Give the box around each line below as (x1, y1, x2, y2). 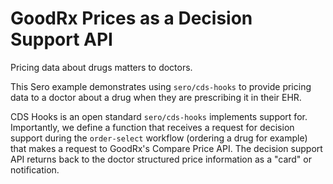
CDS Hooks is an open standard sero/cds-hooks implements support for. (10, 110, 308, 122)
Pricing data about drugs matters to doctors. (10, 61, 193, 73)
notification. (10, 163, 60, 176)
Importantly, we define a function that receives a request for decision (10, 121, 295, 133)
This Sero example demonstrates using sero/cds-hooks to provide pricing (10, 80, 312, 92)
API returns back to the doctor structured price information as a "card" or (10, 153, 312, 165)
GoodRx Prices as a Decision (10, 7, 253, 30)
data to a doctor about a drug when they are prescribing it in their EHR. (10, 91, 302, 103)
